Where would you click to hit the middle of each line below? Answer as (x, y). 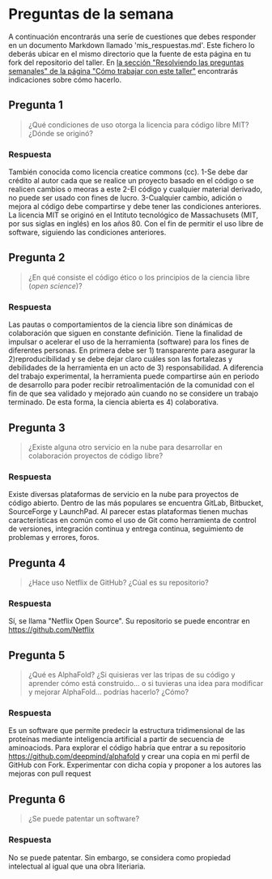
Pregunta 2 (37, 257)
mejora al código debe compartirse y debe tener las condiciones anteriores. (135, 207)
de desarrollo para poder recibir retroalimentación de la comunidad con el (132, 385)
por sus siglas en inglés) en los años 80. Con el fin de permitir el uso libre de (136, 224)
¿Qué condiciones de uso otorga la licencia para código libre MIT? (138, 124)
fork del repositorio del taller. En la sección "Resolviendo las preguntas (126, 62)
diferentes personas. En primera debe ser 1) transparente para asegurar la (132, 350)
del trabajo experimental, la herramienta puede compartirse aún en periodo (134, 376)
